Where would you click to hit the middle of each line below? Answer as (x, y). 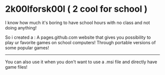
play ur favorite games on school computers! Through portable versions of (81, 42)
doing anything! (21, 27)
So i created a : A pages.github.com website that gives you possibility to (78, 37)
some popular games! (27, 48)
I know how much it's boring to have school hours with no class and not (78, 23)
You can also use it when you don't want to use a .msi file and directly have (81, 62)
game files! (16, 67)
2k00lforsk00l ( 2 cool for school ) (76, 9)
